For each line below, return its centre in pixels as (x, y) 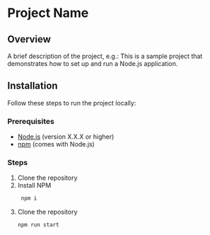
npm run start (38, 225)
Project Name (48, 13)
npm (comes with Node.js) (56, 144)
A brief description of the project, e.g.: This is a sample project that (105, 56)
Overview (29, 39)
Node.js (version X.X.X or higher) (66, 137)
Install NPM (34, 185)
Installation (33, 86)
